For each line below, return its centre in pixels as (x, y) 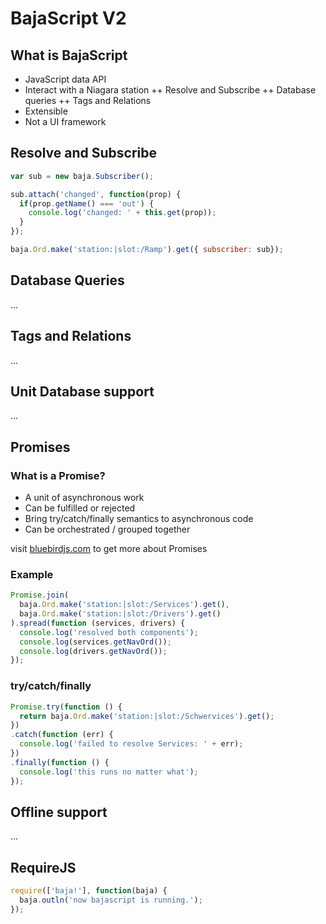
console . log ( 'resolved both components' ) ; (109, 632)
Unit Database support (82, 391)
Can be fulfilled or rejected (80, 508)
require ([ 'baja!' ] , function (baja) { (89, 891)
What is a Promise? (58, 475)
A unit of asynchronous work (84, 498)
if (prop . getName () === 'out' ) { (87, 203)
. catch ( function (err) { (62, 735)
